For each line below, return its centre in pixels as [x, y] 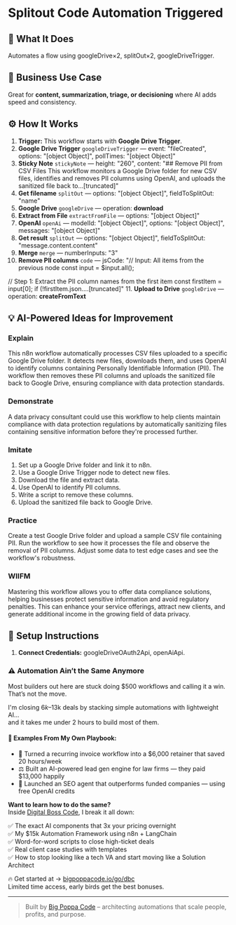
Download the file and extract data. [69, 480]
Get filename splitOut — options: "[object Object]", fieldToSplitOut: [116, 193]
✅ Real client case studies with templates [68, 849]
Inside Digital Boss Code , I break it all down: [71, 812]
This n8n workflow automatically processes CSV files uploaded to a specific [118, 353]
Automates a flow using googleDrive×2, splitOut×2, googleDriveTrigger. [111, 55]
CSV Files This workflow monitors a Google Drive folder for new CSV [117, 170]
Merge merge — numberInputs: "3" [68, 252]
